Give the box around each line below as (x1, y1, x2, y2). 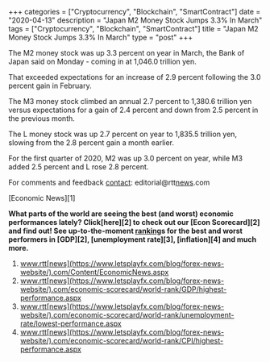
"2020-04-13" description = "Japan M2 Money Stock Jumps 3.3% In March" (8, 15, 263, 25)
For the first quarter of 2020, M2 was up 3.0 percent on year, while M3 (8, 153, 243, 163)
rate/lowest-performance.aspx (19, 318, 123, 328)
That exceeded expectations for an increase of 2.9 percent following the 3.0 (8, 73, 261, 81)
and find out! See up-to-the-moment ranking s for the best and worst (8, 226, 243, 235)
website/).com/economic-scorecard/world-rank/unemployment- (19, 310, 235, 319)
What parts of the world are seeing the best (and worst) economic (8, 209, 234, 218)
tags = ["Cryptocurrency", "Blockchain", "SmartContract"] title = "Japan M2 (8, 24, 260, 33)
